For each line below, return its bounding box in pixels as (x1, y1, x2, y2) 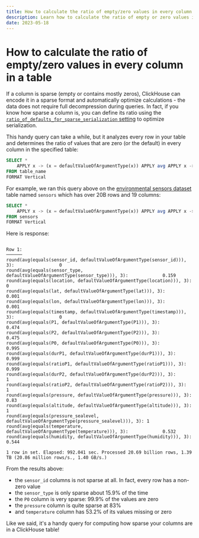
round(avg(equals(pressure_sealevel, (6, 413, 99, 419)
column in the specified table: (6, 146, 79, 153)
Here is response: (6, 230, 49, 237)
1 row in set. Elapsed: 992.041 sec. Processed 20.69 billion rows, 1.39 (6, 449, 192, 455)
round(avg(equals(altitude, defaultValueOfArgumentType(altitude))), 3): (6, 402, 192, 409)
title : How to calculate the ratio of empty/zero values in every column (6, 8, 192, 15)
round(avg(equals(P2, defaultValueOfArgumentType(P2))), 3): (6, 330, 161, 336)
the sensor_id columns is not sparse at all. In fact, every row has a (14, 477, 176, 484)
